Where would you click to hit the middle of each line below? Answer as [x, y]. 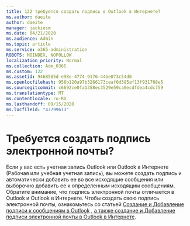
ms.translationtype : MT [35, 93]
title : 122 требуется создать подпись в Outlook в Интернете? [83, 11]
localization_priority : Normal [44, 60]
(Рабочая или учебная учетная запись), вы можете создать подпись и [94, 173]
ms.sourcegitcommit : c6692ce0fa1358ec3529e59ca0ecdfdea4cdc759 [85, 88]
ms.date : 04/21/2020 [31, 33]
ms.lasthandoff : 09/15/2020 [40, 104]
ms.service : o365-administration [47, 50]
